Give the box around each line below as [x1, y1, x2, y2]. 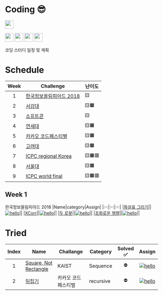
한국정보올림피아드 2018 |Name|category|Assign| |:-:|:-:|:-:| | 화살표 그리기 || [5, 204, 151, 210]
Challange [59, 248, 83, 255]
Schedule [5, 65, 45, 75]
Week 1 [5, 190, 27, 199]
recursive [89, 277, 111, 284]
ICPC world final [26, 173, 63, 180]
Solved [117, 245, 134, 252]
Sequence [89, 262, 113, 269]
